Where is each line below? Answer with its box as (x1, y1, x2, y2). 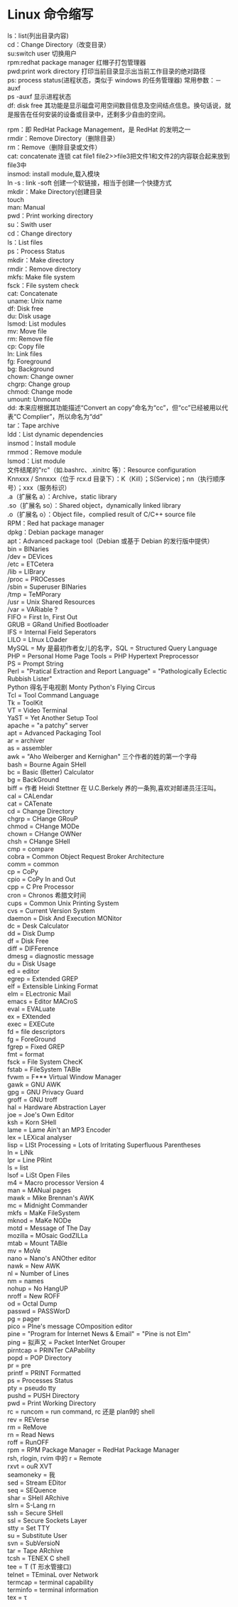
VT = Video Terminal (7, 705, 67, 715)
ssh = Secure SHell (7, 1508, 64, 1517)
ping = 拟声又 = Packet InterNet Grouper (7, 1338, 126, 1346)
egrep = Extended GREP (7, 974, 78, 983)
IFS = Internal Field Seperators (7, 627, 97, 636)
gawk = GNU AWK (7, 1080, 62, 1089)
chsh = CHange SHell (7, 837, 70, 845)
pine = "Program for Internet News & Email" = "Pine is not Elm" (7, 1329, 191, 1338)
